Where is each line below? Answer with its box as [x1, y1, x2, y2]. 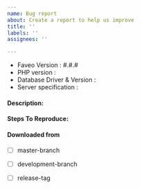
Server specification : [17, 83, 79, 91]
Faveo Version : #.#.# [17, 61, 78, 69]
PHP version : [17, 69, 57, 77]
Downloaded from [7, 130, 60, 138]
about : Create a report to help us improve [7, 17, 135, 24]
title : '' [7, 23, 36, 30]
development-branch [17, 160, 78, 168]
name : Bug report [7, 10, 57, 17]
